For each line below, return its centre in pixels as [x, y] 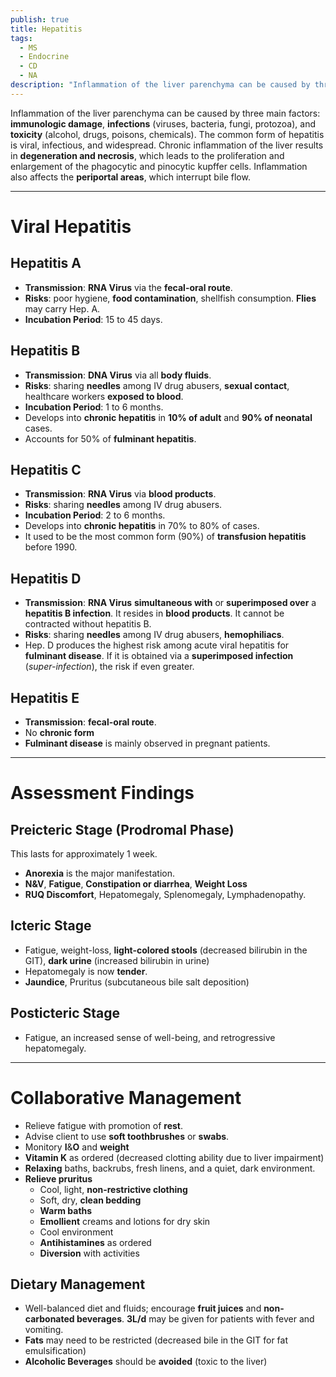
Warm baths [66, 1210]
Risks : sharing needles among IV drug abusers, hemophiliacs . [154, 635]
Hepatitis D [46, 578]
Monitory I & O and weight [77, 1147]
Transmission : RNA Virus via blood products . [120, 494]
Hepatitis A [46, 263]
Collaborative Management [126, 1097]
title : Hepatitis [46, 29]
